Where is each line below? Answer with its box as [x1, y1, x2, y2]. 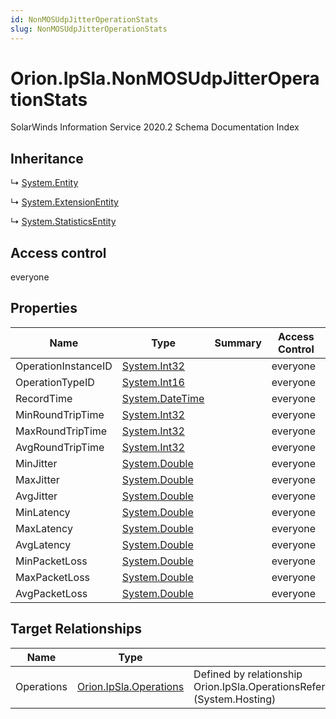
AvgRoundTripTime [15, 440, 105, 454]
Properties [10, 300, 78, 317]
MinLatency [15, 505, 71, 519]
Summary [214, 336, 262, 350]
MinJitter [15, 456, 58, 470]
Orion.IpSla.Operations [76, 679, 185, 693]
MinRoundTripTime [15, 407, 105, 421]
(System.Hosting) [193, 692, 277, 706]
